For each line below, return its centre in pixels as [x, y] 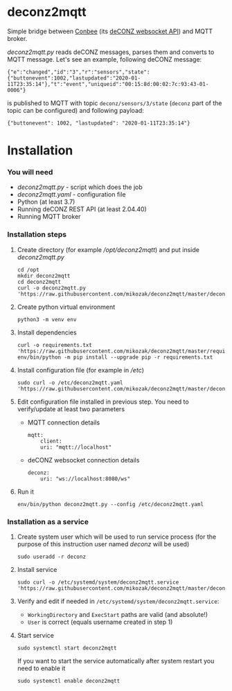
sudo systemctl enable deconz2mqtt [69, 681]
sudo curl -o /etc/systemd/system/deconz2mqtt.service [98, 582]
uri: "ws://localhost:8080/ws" [85, 478]
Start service [35, 636]
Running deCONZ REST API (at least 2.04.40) [82, 209]
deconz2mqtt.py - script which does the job [80, 187]
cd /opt [28, 270]
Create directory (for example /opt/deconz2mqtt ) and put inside [108, 249]
